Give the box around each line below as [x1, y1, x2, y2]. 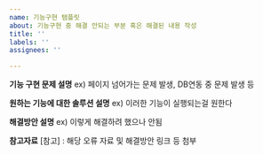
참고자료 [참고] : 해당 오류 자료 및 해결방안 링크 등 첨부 [9, 135, 197, 146]
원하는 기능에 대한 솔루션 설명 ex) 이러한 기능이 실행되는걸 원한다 [9, 98, 233, 109]
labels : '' [9, 37, 50, 47]
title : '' [9, 29, 46, 38]
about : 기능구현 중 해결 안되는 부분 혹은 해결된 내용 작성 [9, 21, 197, 30]
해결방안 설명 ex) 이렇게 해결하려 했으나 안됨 [9, 117, 163, 127]
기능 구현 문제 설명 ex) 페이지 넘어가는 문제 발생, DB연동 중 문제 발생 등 [9, 79, 255, 89]
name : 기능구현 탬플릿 [9, 12, 80, 22]
